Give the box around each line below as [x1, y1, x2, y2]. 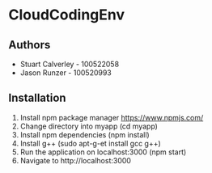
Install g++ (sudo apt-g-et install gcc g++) [19, 138, 162, 148]
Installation [8, 91, 66, 105]
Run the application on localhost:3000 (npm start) [19, 147, 187, 157]
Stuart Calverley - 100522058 [19, 59, 120, 69]
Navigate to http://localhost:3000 [19, 155, 132, 165]
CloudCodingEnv [8, 6, 125, 24]
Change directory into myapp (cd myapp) [19, 121, 158, 131]
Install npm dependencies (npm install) [19, 129, 150, 139]
